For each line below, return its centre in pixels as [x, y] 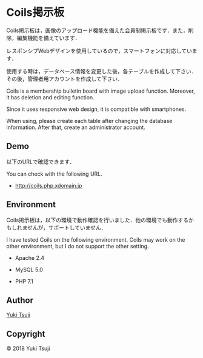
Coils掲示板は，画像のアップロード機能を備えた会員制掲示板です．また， [97, 30]
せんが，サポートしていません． [67, 227]
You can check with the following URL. [55, 174]
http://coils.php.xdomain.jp [49, 185]
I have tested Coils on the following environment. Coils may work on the [96, 239]
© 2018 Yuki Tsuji [28, 348]
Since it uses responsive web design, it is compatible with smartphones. [96, 109]
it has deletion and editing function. [51, 97]
